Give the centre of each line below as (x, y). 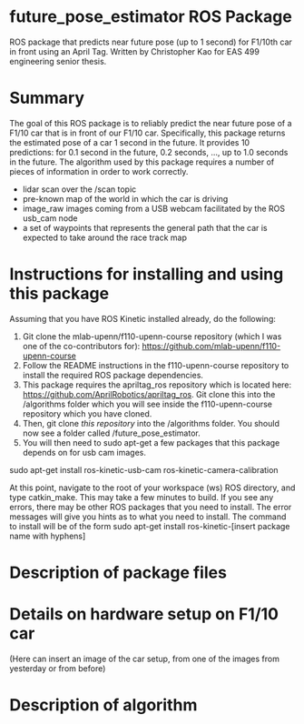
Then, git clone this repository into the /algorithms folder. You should (151, 423)
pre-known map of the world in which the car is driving (125, 198)
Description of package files (118, 573)
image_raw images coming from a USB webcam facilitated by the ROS (154, 208)
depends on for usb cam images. (84, 452)
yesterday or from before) (58, 668)
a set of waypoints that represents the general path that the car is (145, 227)
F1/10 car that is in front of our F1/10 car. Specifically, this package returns (147, 133)
